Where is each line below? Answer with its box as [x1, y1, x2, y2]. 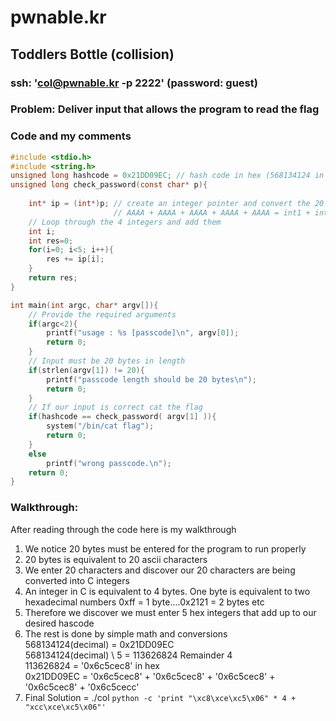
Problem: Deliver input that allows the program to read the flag [10, 102, 320, 116]
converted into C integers [24, 574, 130, 586]
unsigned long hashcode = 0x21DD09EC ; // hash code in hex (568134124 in [10, 171, 325, 181]
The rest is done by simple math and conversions [24, 627, 228, 640]
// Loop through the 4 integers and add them [28, 217, 222, 227]
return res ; [28, 273, 78, 283]
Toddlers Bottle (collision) [10, 46, 175, 63]
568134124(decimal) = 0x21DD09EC [24, 638, 175, 650]
